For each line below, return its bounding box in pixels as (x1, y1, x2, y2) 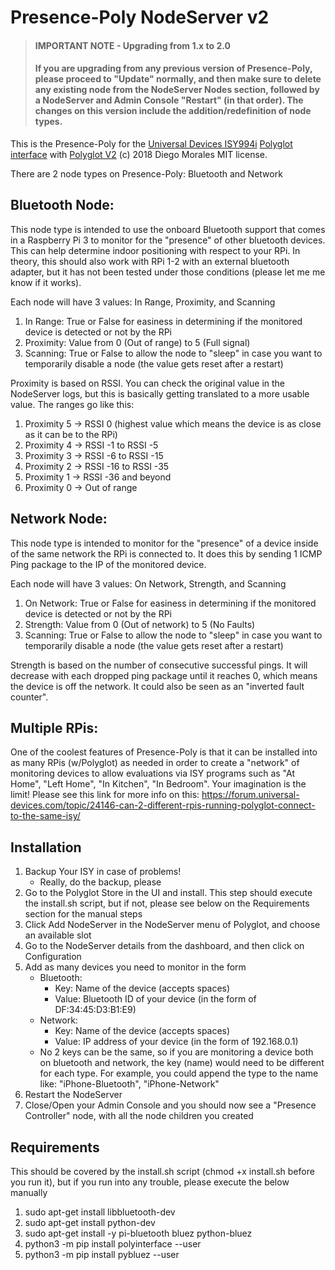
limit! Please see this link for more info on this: (10, 789, 200, 801)
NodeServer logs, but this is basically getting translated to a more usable (10, 387, 310, 400)
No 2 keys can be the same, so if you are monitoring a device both (39, 1046, 314, 1058)
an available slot (24, 929, 92, 941)
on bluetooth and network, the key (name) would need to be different (39, 1057, 325, 1069)
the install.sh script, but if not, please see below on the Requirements (24, 897, 310, 910)
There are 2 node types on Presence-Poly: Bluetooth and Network (10, 167, 283, 180)
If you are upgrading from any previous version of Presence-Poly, (34, 62, 313, 75)
